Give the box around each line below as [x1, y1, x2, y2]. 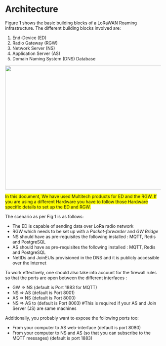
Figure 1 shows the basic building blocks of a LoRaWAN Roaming [5, 20, 137, 26]
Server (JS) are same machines [12, 305, 77, 311]
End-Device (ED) [12, 35, 47, 41]
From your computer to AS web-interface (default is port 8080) [12, 324, 141, 330]
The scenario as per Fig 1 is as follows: [5, 213, 84, 219]
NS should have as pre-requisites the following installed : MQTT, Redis [12, 234, 156, 240]
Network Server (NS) [12, 45, 55, 51]
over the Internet [12, 260, 46, 266]
